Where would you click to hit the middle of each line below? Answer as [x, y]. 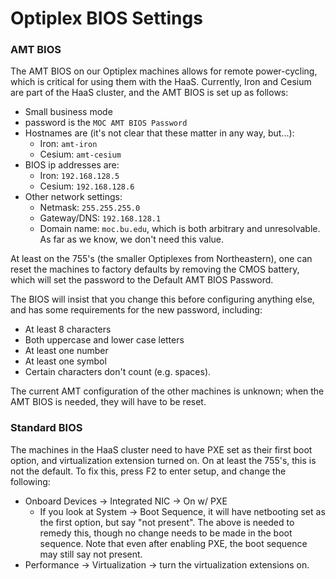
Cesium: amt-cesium [80, 154]
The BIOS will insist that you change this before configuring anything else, [162, 299]
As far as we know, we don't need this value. [132, 239]
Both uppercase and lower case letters [104, 340]
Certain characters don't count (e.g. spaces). [118, 372]
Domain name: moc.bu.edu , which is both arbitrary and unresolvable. [180, 229]
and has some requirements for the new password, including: [136, 310]
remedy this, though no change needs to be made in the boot [166, 533]
